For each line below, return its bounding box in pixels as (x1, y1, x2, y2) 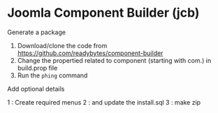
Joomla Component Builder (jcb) (7, 5, 200, 21)
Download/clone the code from (17, 41, 108, 50)
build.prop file (17, 63, 58, 72)
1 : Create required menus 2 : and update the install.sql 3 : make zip (7, 98, 201, 106)
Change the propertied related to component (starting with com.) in (17, 56, 212, 64)
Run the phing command (17, 71, 88, 80)
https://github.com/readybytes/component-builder (17, 49, 163, 57)
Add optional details (7, 84, 65, 93)
